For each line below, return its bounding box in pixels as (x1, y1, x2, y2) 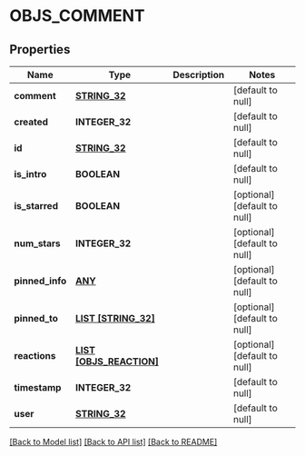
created (14, 115, 48, 128)
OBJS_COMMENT (9, 5, 145, 26)
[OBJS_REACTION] (75, 355, 159, 368)
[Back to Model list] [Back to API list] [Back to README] (9, 437, 218, 447)
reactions (14, 350, 56, 362)
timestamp (14, 382, 62, 393)
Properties (9, 42, 71, 57)
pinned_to (14, 312, 59, 324)
